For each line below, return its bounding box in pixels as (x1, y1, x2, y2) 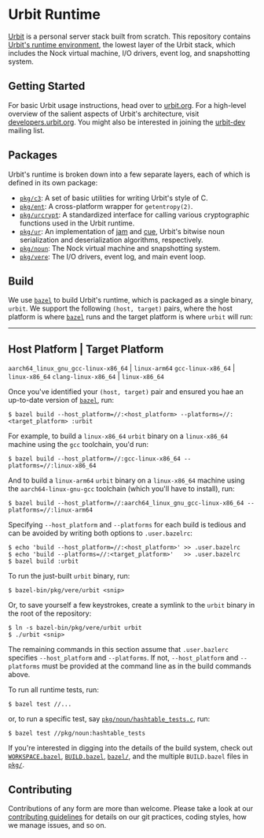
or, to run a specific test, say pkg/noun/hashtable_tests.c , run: (8, 714, 211, 724)
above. (8, 670, 31, 680)
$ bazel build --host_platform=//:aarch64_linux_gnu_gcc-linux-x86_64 (8, 499, 244, 508)
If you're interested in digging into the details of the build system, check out (8, 743, 253, 753)
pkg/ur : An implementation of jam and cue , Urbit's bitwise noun (19, 226, 225, 236)
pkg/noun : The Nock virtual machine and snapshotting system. (19, 243, 221, 253)
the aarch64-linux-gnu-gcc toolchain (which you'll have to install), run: (8, 484, 235, 493)
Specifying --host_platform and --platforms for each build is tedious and (8, 520, 246, 530)
